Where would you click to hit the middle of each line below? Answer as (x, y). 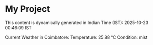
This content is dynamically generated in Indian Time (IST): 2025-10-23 (77, 22)
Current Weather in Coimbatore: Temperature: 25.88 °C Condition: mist (76, 37)
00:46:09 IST (18, 27)
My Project (28, 9)
